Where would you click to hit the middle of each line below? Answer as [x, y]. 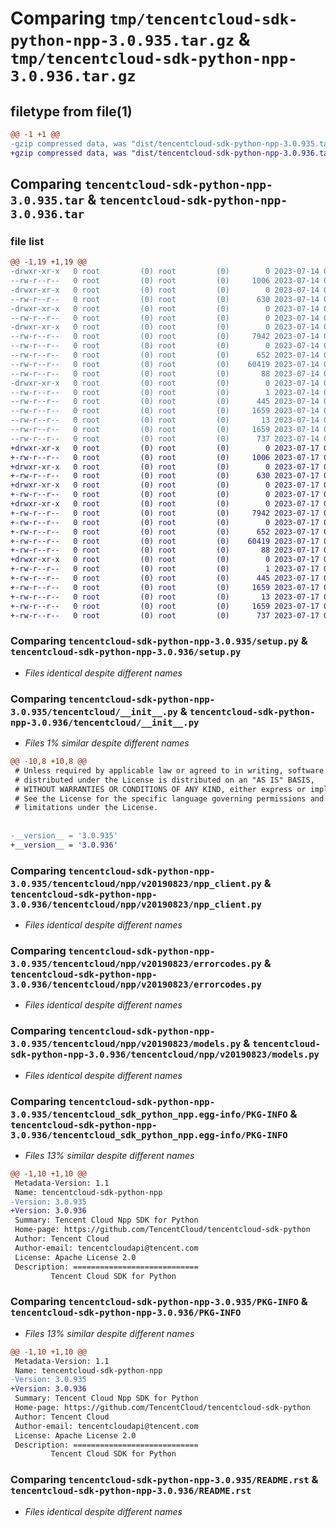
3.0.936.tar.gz [73, 76]
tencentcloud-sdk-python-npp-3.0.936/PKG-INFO [126, 1313]
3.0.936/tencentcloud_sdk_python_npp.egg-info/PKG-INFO [149, 1135]
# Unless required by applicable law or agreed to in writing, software [169, 770]
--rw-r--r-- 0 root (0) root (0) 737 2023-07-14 [165, 438]
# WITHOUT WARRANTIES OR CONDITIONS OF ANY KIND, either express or [160, 789]
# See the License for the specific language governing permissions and [169, 798]
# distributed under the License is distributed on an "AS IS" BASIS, [164, 780]
